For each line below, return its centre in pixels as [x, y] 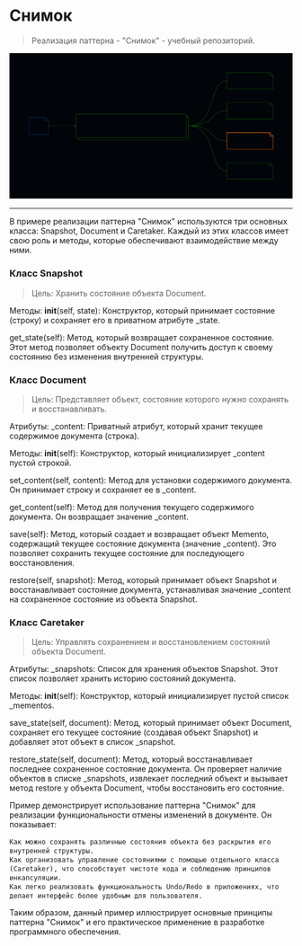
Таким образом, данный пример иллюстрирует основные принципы [141, 913]
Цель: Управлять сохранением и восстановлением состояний [151, 642]
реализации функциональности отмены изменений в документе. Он [141, 815]
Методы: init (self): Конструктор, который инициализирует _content [137, 453]
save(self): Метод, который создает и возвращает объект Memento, [139, 534]
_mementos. [32, 705]
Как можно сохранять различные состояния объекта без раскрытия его [140, 842]
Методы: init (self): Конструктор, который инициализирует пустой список [149, 696]
